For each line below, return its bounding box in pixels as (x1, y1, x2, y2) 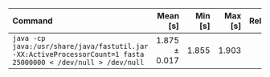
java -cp (12, 34, 46, 43)
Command (12, 15, 54, 26)
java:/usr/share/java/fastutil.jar (12, 42, 149, 51)
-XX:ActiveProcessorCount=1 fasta (12, 50, 145, 59)
